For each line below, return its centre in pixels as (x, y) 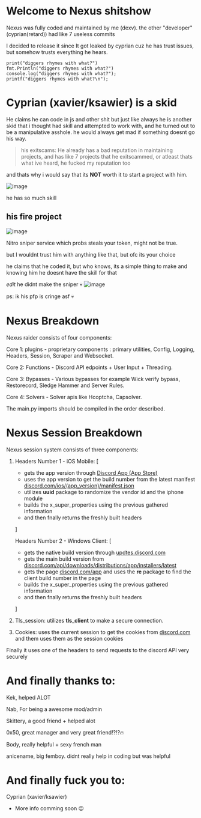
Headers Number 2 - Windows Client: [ (63, 541)
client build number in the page (62, 578)
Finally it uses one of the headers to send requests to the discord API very (98, 650)
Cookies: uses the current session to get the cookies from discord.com (103, 632)
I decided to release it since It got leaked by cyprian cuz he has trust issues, (100, 46)
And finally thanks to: (61, 681)
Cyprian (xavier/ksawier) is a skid (91, 103)
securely (17, 656)
